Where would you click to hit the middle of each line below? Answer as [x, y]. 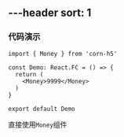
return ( [29, 74]
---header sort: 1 [50, 13]
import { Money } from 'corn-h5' [63, 54]
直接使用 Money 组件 [38, 124]
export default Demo [42, 109]
